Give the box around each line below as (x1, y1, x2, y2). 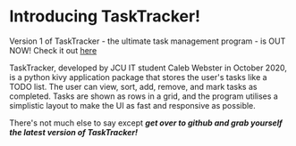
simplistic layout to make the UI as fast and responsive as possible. (9, 100, 257, 110)
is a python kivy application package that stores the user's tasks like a (9, 71, 267, 82)
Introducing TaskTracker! (9, 6, 201, 27)
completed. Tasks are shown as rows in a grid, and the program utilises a (9, 91, 279, 101)
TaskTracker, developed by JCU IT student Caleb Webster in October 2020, (9, 62, 288, 73)
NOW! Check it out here (9, 45, 97, 55)
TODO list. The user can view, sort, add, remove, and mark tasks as (9, 81, 258, 92)
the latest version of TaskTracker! (9, 126, 139, 137)
